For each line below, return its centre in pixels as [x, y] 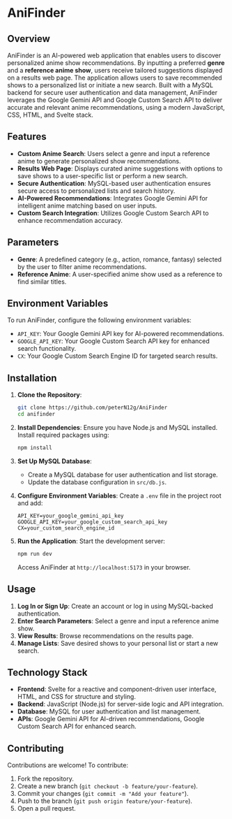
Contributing [36, 748]
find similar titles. [42, 282]
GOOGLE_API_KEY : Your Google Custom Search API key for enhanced [114, 341]
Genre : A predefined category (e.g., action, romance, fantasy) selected [119, 259]
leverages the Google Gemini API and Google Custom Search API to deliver [115, 100]
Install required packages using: [63, 435]
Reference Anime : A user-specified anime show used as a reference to [120, 274]
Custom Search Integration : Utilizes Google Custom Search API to [113, 213]
